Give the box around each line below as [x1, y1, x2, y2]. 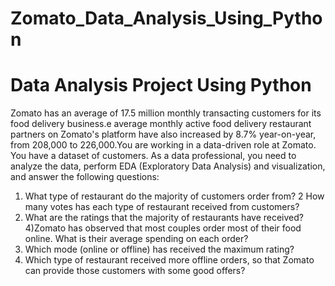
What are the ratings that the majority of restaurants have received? [24, 212, 304, 224]
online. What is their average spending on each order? [24, 233, 249, 245]
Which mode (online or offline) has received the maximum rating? [24, 243, 295, 256]
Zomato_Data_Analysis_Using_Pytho [10, 7, 323, 30]
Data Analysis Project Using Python [10, 74, 312, 97]
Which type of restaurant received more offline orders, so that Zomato [24, 254, 315, 266]
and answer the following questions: [10, 171, 160, 183]
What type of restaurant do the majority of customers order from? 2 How [24, 190, 325, 202]
